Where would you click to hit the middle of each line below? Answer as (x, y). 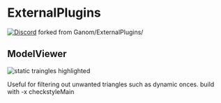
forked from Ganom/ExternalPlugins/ (91, 32)
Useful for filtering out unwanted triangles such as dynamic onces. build (111, 84)
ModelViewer (37, 54)
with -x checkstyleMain (41, 91)
